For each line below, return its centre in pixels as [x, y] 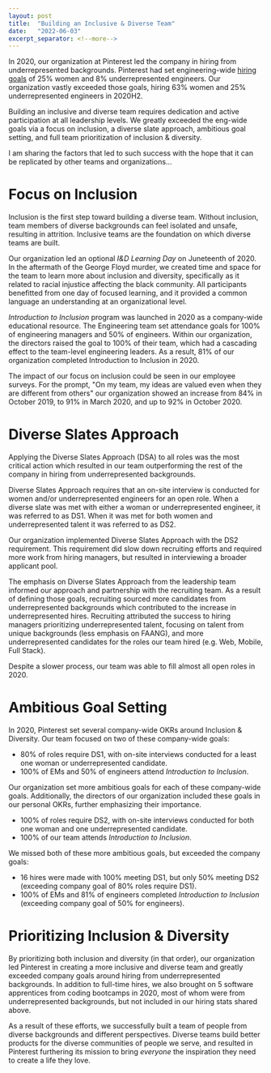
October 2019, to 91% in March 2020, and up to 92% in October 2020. [125, 402]
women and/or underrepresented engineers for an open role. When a [123, 498]
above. [20, 1010]
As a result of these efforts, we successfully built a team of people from [128, 1026]
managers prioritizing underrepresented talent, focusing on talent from [126, 625]
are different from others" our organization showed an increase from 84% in [135, 393]
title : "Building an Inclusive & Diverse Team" [92, 24]
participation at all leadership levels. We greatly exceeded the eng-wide [128, 120]
